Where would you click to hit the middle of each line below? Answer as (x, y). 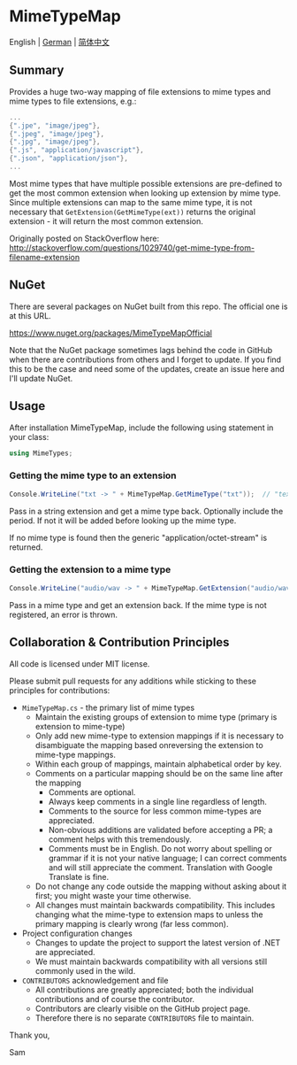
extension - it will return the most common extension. (106, 221)
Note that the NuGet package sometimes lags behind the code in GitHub (141, 350)
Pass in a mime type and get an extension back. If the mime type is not (138, 605)
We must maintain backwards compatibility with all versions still (151, 961)
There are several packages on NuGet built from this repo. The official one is (148, 306)
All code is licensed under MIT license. (80, 664)
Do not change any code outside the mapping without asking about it (161, 886)
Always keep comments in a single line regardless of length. (158, 801)
